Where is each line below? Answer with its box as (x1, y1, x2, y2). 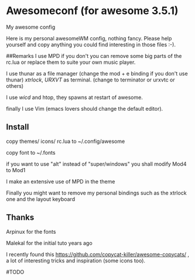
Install (6, 122, 29, 132)
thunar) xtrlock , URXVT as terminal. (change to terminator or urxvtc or (6, 76, 176, 83)
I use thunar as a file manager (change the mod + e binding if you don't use (6, 70, 189, 77)
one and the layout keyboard (6, 195, 75, 203)
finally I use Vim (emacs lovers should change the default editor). (6, 105, 163, 112)
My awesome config (6, 23, 56, 30)
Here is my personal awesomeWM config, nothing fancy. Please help (6, 35, 172, 42)
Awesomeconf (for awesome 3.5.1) (6, 4, 179, 18)
